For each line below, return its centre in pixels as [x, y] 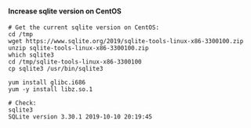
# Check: [22, 103]
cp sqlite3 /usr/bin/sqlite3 [56, 69]
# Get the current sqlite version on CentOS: [84, 27]
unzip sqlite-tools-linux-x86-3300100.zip [78, 48]
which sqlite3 [31, 55]
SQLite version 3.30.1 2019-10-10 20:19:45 [80, 117]
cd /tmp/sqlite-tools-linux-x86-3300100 [75, 62]
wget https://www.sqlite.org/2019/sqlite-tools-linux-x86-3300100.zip [126, 42]
